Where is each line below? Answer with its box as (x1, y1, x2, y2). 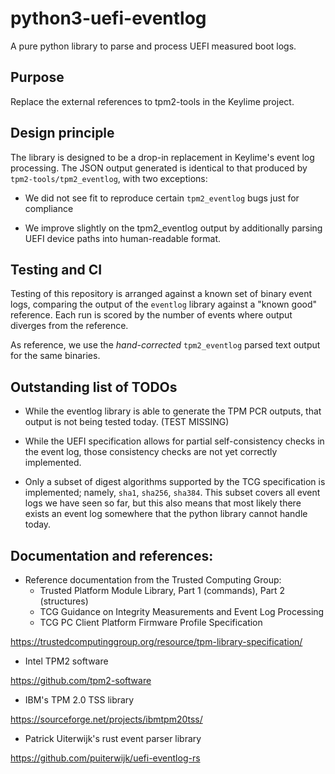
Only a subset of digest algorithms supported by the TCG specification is (24, 476, 326, 488)
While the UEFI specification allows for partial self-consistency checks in (24, 435, 325, 447)
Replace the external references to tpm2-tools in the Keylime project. (10, 95, 295, 107)
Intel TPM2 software (24, 655, 109, 667)
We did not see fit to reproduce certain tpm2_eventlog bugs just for (24, 192, 300, 204)
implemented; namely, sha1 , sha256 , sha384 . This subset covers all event (24, 487, 321, 499)
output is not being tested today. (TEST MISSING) (24, 416, 230, 428)
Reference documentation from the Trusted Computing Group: (24, 574, 282, 586)
